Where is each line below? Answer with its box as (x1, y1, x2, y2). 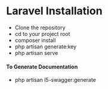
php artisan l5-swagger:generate (14, 76, 97, 84)
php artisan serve (14, 49, 58, 56)
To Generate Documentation (6, 63, 78, 70)
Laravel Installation (6, 4, 103, 18)
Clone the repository (14, 24, 66, 31)
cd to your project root (14, 30, 70, 37)
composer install (14, 36, 56, 44)
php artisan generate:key (14, 43, 77, 50)
